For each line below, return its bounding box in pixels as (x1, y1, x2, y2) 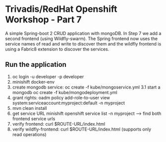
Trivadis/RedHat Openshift (5, 3, 117, 15)
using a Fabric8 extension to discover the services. (5, 46, 110, 52)
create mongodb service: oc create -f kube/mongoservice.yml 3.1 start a (12, 84, 161, 90)
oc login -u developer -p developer (12, 73, 84, 80)
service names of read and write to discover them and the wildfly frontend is (5, 41, 162, 47)
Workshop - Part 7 (5, 14, 82, 25)
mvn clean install (12, 105, 47, 111)
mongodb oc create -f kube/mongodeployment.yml (12, 89, 117, 95)
